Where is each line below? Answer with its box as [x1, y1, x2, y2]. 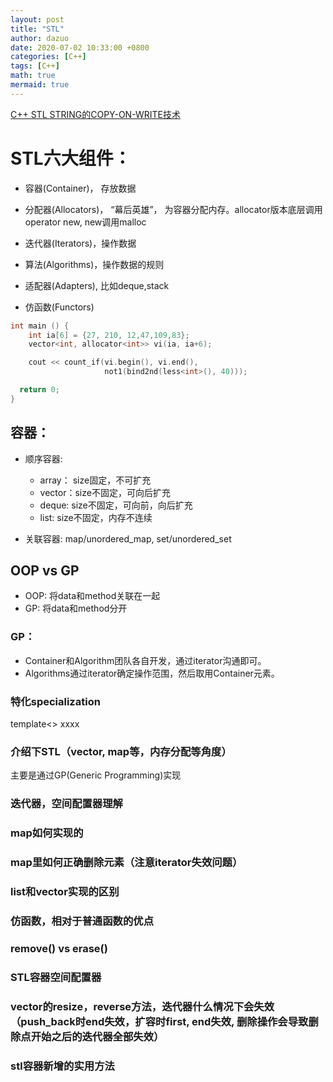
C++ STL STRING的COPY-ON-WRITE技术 [10, 108, 181, 120]
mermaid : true [10, 80, 70, 90]
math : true [10, 71, 56, 81]
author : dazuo [10, 33, 70, 43]
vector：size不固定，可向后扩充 [39, 486, 171, 498]
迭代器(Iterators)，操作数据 [24, 237, 137, 249]
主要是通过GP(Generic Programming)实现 [10, 769, 182, 781]
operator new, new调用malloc [24, 216, 147, 228]
